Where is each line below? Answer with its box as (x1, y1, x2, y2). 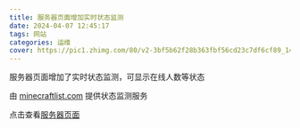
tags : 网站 (9, 29, 47, 38)
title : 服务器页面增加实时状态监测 (9, 12, 124, 22)
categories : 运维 (9, 37, 71, 47)
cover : (9, 46, 34, 55)
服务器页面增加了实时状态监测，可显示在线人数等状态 (9, 72, 205, 83)
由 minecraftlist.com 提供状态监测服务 (9, 91, 148, 101)
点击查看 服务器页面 (9, 109, 80, 120)
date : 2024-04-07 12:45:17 (9, 21, 110, 30)
